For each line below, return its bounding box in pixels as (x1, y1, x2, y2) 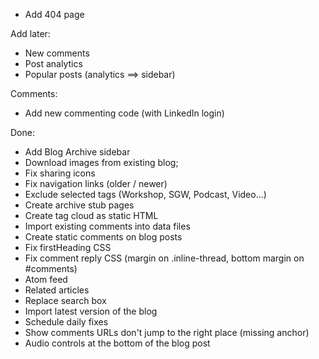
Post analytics (24, 58, 83, 69)
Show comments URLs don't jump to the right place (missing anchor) (24, 327, 310, 338)
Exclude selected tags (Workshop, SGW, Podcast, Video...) (24, 189, 267, 200)
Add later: (10, 28, 51, 39)
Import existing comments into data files (24, 220, 191, 232)
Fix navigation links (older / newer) (24, 178, 168, 189)
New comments (24, 47, 90, 59)
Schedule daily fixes (24, 316, 109, 328)
